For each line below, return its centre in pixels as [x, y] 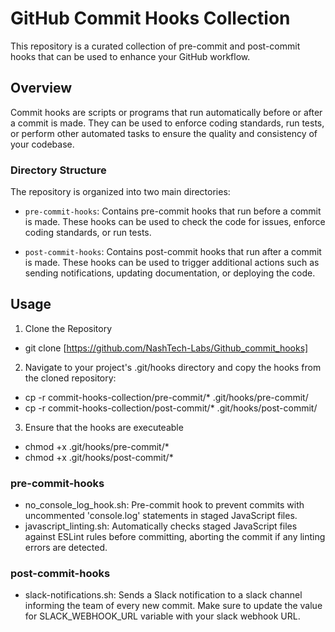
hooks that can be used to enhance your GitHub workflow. [130, 56]
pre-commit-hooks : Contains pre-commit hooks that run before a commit [173, 211]
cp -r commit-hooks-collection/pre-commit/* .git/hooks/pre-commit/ [166, 397]
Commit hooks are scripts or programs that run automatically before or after [166, 112]
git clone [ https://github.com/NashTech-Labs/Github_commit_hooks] [166, 348]
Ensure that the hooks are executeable [104, 427]
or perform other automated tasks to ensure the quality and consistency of [164, 133]
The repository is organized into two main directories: [120, 192]
